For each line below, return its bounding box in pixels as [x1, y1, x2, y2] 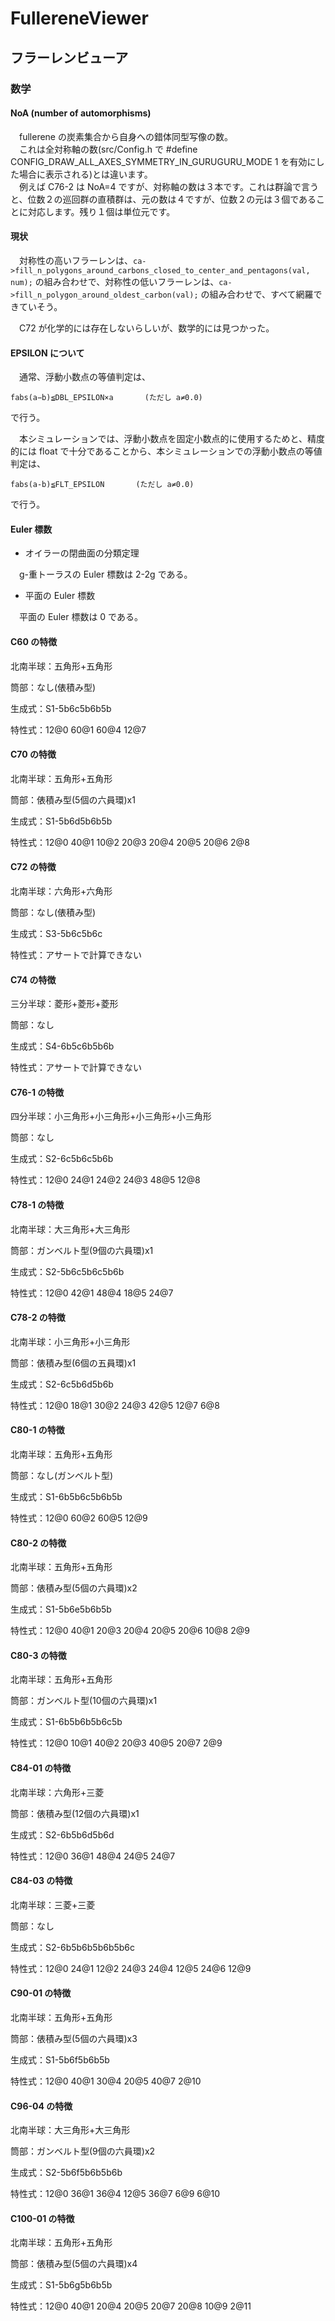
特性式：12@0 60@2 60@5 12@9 [10, 1512, 148, 1524]
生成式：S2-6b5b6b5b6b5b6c [10, 1941, 136, 1953]
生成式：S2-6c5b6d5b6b [10, 1378, 114, 1390]
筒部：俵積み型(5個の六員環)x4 [10, 2258, 138, 2270]
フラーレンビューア [10, 49, 129, 66]
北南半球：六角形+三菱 [10, 1786, 105, 1798]
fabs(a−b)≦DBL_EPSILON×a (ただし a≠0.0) [10, 393, 203, 403]
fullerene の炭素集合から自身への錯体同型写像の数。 [18, 130, 233, 142]
